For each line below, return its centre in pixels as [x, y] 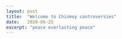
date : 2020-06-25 [30, 22]
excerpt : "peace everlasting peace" [51, 27]
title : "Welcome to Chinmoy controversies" [61, 17]
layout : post [22, 11]
